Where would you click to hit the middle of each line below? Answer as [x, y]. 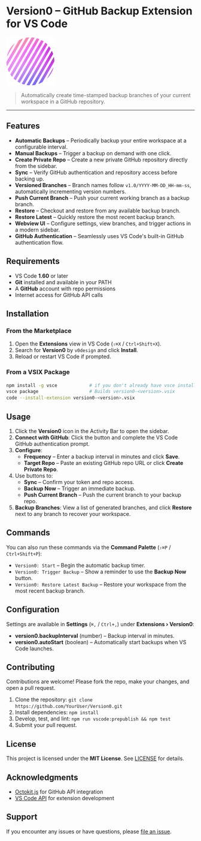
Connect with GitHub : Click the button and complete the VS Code [96, 437]
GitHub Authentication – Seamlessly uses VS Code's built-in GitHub [99, 236]
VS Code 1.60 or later [42, 276]
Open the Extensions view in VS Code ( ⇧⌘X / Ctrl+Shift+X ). [88, 344]
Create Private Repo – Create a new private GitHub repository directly [101, 160]
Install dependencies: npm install [57, 713]
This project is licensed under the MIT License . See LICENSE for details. [95, 759]
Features [23, 126]
